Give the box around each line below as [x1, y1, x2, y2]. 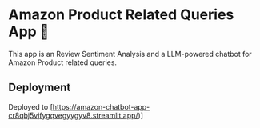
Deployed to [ [8, 102, 54, 111]
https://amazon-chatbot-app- [52, 102, 150, 111]
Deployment [8, 81, 71, 94]
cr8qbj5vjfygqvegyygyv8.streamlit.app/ [8, 110, 138, 120]
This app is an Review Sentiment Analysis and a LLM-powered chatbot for [8, 49, 252, 58]
